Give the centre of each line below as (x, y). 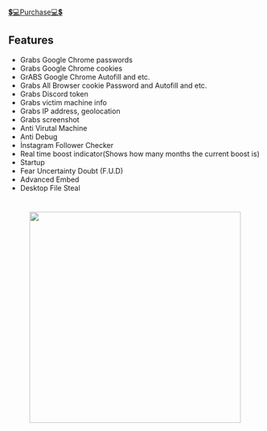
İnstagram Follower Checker (67, 145)
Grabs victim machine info (63, 102)
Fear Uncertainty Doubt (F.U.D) (72, 170)
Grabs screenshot (49, 119)
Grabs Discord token (54, 94)
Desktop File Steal (50, 187)
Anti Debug (39, 137)
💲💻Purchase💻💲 (35, 12)
